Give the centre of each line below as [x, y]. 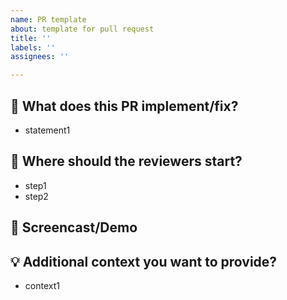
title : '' [31, 38]
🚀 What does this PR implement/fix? [124, 106]
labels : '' [33, 47]
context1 [42, 285]
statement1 [47, 130]
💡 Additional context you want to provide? [144, 261]
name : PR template [48, 19]
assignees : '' [40, 57]
